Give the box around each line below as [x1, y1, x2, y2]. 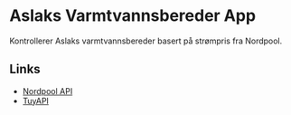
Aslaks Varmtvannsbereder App [9, 5, 256, 26]
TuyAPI [22, 95, 50, 106]
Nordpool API [22, 85, 73, 96]
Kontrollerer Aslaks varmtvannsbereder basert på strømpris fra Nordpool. [9, 35, 283, 46]
